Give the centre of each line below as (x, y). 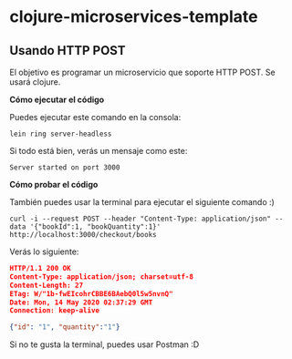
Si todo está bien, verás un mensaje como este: (99, 151)
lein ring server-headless (61, 134)
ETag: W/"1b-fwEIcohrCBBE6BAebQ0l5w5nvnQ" (91, 293)
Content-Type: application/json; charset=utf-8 (102, 277)
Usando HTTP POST (68, 51)
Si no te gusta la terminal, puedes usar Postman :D (104, 344)
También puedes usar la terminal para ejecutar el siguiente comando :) (142, 202)
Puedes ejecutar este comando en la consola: (95, 117)
